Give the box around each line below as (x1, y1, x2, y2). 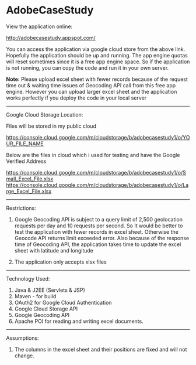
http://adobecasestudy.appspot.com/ (6, 34, 96, 41)
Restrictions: (6, 204, 36, 212)
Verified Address (6, 158, 47, 165)
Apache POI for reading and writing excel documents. (14, 318, 144, 325)
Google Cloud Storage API (14, 305, 78, 312)
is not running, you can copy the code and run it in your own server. (6, 64, 169, 71)
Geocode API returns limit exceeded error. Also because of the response (14, 234, 190, 241)
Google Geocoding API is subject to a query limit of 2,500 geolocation (14, 216, 183, 223)
